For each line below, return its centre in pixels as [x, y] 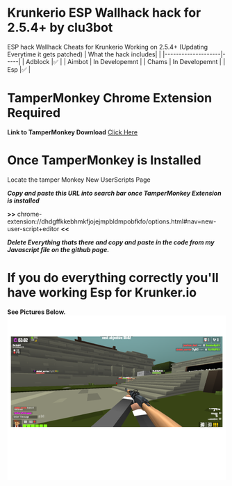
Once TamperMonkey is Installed [104, 160]
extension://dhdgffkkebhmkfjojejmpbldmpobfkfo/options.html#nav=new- [112, 221]
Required [34, 113]
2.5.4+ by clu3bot [60, 28]
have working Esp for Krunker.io [102, 292]
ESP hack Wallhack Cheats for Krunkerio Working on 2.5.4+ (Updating [108, 47]
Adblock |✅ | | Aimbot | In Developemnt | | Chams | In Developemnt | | [125, 61]
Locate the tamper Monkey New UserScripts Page [79, 180]
